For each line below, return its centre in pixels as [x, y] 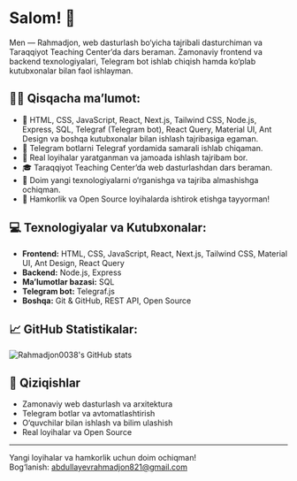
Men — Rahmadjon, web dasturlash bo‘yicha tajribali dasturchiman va [136, 42]
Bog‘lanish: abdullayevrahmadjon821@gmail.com [99, 467]
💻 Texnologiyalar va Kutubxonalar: [108, 228]
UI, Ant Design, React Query [73, 263]
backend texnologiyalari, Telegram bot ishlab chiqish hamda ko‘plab [133, 61]
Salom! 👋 [42, 18]
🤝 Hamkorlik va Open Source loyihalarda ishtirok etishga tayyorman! [146, 199]
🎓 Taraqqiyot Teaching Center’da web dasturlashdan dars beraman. [147, 167]
